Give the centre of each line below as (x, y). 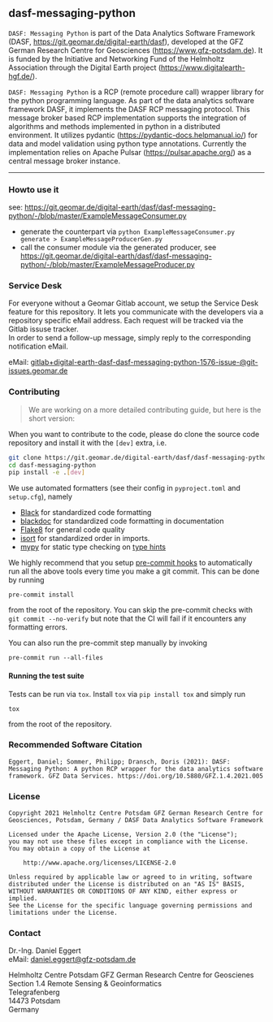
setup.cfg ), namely (41, 497)
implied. (23, 899)
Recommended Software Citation (75, 745)
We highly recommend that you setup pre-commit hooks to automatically (131, 563)
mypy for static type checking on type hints (93, 547)
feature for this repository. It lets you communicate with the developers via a (136, 312)
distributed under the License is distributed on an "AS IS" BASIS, (127, 885)
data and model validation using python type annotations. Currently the (128, 143)
